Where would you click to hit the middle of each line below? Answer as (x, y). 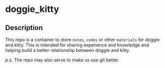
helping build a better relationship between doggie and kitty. (68, 50)
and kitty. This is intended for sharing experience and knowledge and (77, 45)
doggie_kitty (32, 9)
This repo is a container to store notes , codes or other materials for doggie (82, 39)
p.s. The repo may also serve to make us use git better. (62, 60)
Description (24, 28)
